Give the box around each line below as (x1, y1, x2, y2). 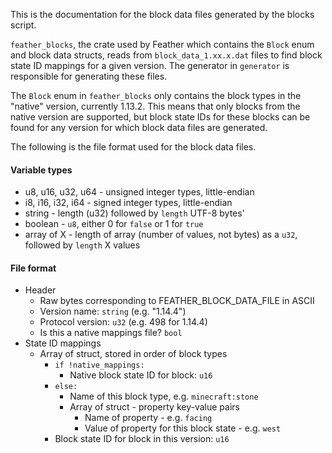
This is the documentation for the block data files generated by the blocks (10, 9, 315, 20)
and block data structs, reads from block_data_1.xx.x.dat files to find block (10, 49, 323, 61)
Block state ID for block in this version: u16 (54, 433, 230, 445)
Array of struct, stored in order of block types (39, 348, 228, 360)
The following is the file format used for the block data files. (10, 141, 257, 153)
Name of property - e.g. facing (84, 412, 213, 424)
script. (10, 19, 37, 31)
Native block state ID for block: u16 (69, 369, 213, 381)
